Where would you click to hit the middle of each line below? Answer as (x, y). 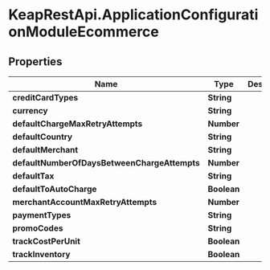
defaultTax (33, 176)
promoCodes (38, 228)
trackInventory (41, 254)
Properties (35, 61)
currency (30, 110)
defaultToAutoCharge (55, 189)
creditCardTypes (45, 98)
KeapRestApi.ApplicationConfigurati (133, 15)
